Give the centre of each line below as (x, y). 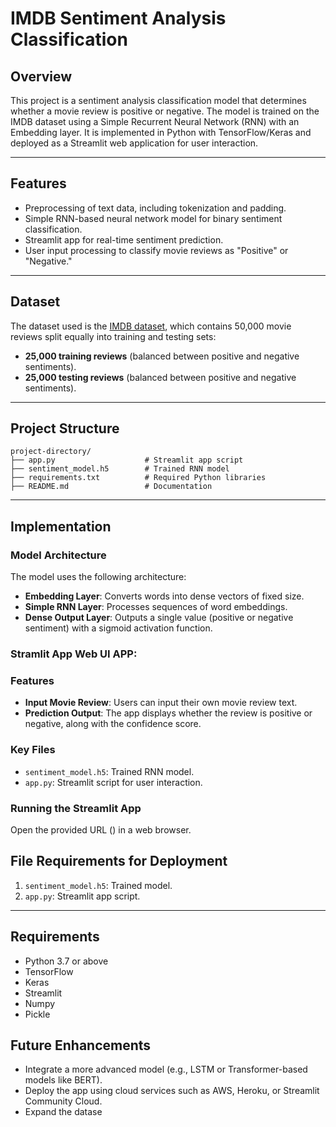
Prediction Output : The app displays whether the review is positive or (168, 713)
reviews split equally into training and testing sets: (113, 336)
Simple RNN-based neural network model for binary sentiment (153, 218)
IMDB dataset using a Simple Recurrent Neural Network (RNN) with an (155, 121)
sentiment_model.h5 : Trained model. (98, 885)
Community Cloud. (63, 1101)
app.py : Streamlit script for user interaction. (113, 782)
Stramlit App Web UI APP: (74, 654)
